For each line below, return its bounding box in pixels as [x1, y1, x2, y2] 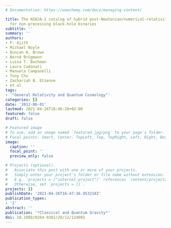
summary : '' [5, 31, 31, 36]
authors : [5, 36, 24, 41]
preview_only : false [10, 154, 53, 159]
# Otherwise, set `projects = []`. [5, 182, 85, 187]
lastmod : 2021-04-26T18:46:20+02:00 [5, 106, 83, 112]
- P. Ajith [5, 40, 28, 46]
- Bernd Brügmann [5, 54, 42, 60]
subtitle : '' [5, 26, 33, 31]
